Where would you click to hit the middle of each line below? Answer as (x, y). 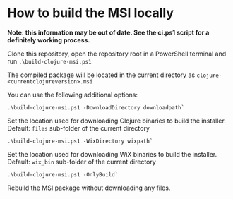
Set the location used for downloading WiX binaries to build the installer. (112, 154)
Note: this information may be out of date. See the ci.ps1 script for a (108, 32)
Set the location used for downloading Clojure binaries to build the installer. (116, 121)
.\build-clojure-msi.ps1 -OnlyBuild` (63, 174)
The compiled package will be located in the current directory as (101, 75)
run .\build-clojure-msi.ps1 (49, 61)
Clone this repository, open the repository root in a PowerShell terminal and (117, 54)
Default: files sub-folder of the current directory (79, 128)
